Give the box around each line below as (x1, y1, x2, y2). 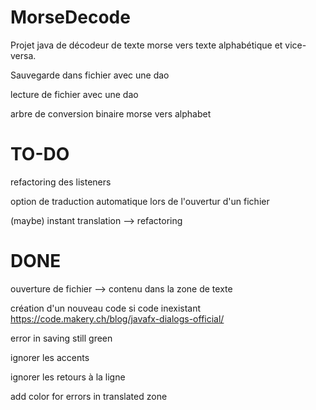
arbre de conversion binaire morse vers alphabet (10, 107, 212, 120)
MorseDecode (10, 6, 131, 29)
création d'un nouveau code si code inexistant (10, 302, 202, 314)
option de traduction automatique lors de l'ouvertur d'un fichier (10, 195, 270, 207)
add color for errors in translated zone (10, 390, 168, 402)
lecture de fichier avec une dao (10, 88, 139, 100)
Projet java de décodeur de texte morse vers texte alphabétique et (10, 39, 283, 51)
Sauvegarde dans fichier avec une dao (10, 69, 170, 81)
